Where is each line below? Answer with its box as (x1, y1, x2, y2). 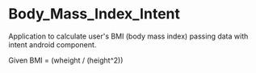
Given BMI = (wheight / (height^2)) (8, 55, 124, 65)
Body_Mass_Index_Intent (8, 5, 180, 23)
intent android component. (8, 39, 97, 49)
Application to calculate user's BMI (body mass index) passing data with (8, 31, 249, 41)
